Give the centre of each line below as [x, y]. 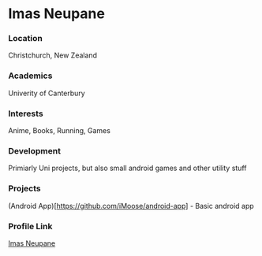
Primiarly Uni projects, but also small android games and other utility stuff [127, 168]
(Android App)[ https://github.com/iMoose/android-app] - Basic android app [131, 206]
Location [26, 39]
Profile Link [30, 226]
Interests [26, 113]
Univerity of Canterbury [47, 93]
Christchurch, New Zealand [52, 55]
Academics [30, 76]
